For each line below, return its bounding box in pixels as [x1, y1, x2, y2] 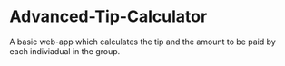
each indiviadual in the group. [9, 45, 121, 56]
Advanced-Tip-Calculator [9, 6, 208, 27]
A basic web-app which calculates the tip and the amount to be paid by [9, 36, 277, 47]
